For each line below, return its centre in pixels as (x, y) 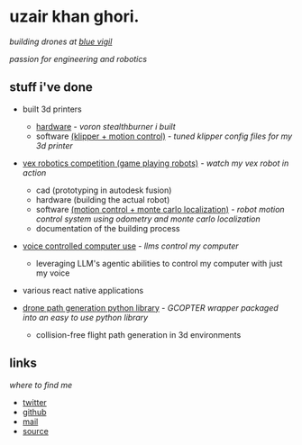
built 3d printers (52, 109)
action (34, 172)
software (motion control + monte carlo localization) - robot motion (160, 209)
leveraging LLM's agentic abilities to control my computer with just (159, 263)
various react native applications (83, 290)
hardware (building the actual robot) (103, 199)
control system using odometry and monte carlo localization (148, 219)
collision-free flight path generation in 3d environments (138, 334)
